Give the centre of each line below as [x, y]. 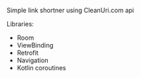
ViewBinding [35, 45]
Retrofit [27, 53]
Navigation [32, 60]
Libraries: [20, 24]
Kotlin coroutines [41, 68]
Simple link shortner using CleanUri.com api [70, 10]
